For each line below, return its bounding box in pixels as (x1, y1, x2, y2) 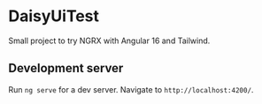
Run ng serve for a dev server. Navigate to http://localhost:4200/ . (8, 84, 254, 94)
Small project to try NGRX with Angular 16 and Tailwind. (8, 35, 211, 46)
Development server (8, 61, 124, 76)
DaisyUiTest (8, 6, 99, 26)
